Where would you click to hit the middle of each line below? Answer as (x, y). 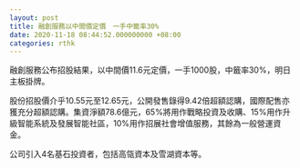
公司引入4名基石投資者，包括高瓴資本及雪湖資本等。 (108, 154)
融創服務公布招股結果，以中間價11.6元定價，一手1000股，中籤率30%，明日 (150, 70)
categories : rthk (42, 43)
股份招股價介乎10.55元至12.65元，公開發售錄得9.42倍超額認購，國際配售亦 (150, 101)
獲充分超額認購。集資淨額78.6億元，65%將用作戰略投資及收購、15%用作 (146, 112)
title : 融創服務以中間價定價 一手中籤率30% (84, 26)
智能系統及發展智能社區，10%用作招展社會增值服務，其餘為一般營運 (145, 124)
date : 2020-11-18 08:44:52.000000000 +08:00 (95, 35)
